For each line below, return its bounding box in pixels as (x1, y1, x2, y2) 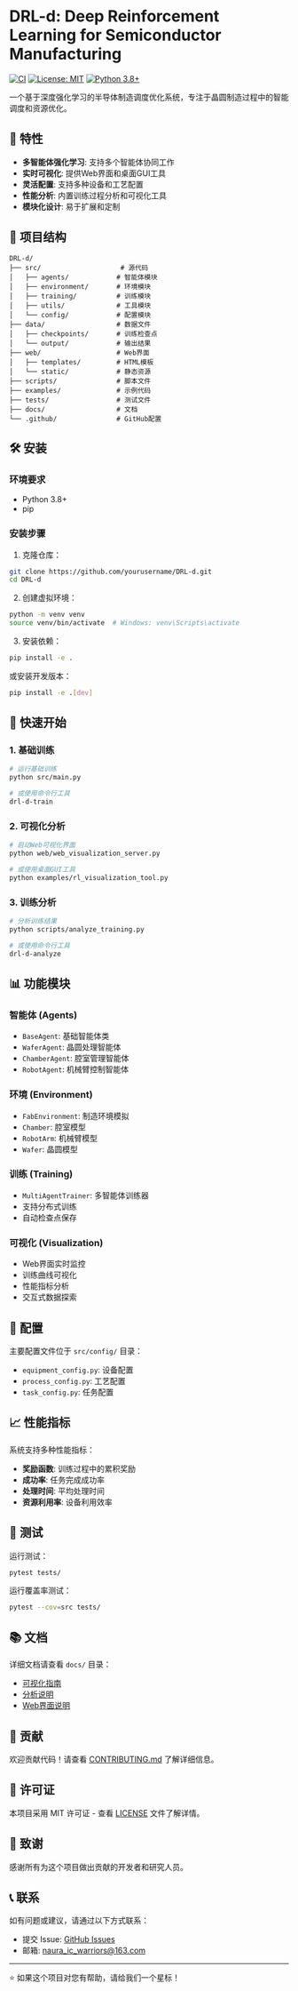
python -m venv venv (9, 611, 86, 620)
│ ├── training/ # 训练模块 (9, 292, 152, 300)
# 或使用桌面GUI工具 (9, 865, 76, 875)
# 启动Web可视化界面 (9, 841, 76, 850)
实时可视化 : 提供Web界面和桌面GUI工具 (21, 167, 167, 179)
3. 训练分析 (9, 896, 57, 908)
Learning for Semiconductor (9, 25, 222, 45)
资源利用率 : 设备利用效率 (21, 1496, 113, 1507)
